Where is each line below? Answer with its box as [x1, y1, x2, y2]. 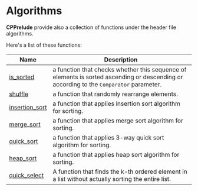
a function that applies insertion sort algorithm [52, 99, 181, 108]
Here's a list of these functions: [6, 41, 82, 48]
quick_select [9, 171, 44, 179]
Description [104, 55, 138, 63]
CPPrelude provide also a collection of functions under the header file [6, 24, 177, 31]
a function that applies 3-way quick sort [52, 133, 164, 141]
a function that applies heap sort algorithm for [52, 150, 180, 158]
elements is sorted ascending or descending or [52, 73, 183, 81]
